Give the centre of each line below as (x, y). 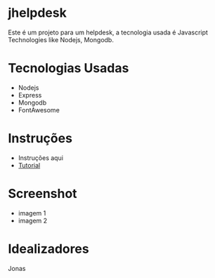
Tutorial (29, 165)
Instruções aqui (41, 158)
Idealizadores (49, 249)
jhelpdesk (38, 13)
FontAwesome (39, 110)
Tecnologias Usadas (69, 68)
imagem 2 (33, 220)
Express (30, 95)
